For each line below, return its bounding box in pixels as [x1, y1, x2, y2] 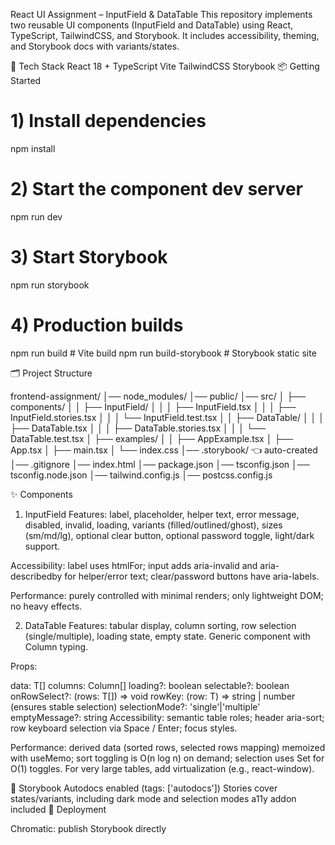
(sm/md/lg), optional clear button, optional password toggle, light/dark [24, 529, 315, 541]
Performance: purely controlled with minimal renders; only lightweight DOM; [10, 589, 324, 601]
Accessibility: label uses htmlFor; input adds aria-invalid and [10, 559, 258, 571]
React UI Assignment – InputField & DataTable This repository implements [10, 9, 313, 20]
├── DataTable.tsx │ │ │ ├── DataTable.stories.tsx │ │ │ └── [10, 422, 266, 434]
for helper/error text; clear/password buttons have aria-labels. [64, 570, 320, 582]
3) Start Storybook [10, 246, 168, 269]
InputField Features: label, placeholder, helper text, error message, [24, 508, 300, 520]
